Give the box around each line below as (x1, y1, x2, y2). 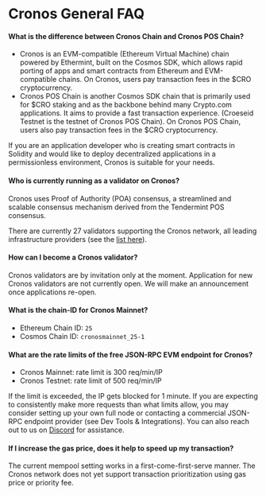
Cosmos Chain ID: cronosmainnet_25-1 (19, 332, 145, 341)
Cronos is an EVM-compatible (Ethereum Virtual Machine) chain (19, 49, 229, 59)
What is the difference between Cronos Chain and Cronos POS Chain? (8, 31, 245, 41)
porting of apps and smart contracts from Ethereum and (19, 66, 203, 76)
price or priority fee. (8, 478, 74, 488)
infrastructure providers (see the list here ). (8, 234, 147, 244)
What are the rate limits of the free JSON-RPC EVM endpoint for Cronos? (8, 349, 253, 359)
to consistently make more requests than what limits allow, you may (8, 400, 229, 410)
